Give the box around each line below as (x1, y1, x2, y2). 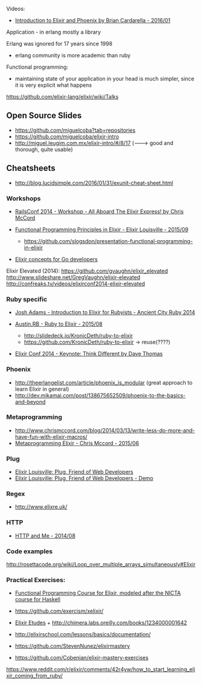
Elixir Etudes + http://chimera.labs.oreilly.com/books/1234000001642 (14, 619, 188, 627)
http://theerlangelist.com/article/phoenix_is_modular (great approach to (14, 379, 193, 386)
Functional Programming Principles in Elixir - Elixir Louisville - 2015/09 (14, 226, 189, 233)
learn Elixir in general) (14, 385, 69, 392)
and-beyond (14, 398, 46, 405)
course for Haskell (14, 596, 61, 603)
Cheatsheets (6, 163, 56, 173)
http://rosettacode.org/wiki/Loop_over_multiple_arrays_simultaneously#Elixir (6, 561, 196, 568)
